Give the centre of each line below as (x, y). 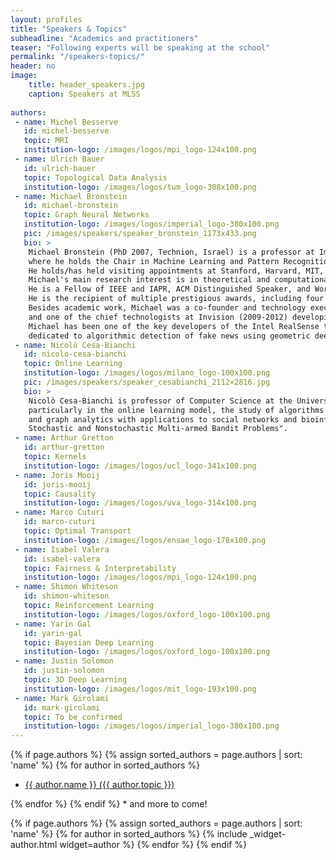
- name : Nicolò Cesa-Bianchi (75, 345)
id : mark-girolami (62, 707)
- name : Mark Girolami (62, 698)
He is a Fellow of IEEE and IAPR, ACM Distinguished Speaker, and (169, 289)
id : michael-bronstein (70, 206)
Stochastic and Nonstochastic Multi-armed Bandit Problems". (158, 429)
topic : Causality (60, 494)
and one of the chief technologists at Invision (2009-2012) (158, 317)
